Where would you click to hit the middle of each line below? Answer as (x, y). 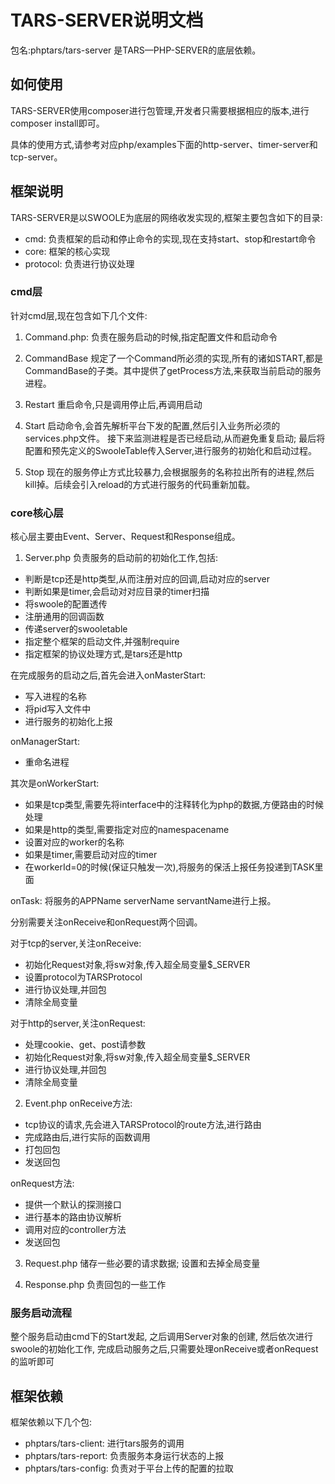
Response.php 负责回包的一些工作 (95, 1285)
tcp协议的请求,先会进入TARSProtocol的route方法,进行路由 (143, 1125)
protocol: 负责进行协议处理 (79, 263)
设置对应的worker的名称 (74, 842)
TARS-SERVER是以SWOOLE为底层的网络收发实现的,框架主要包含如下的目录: (166, 217)
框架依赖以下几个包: (51, 1422)
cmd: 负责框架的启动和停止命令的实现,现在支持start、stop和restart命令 (170, 238)
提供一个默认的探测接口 (73, 1205)
